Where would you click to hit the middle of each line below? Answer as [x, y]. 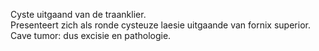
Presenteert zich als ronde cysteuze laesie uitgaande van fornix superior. [160, 25]
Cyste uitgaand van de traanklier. [78, 14]
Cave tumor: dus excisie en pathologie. [91, 35]
